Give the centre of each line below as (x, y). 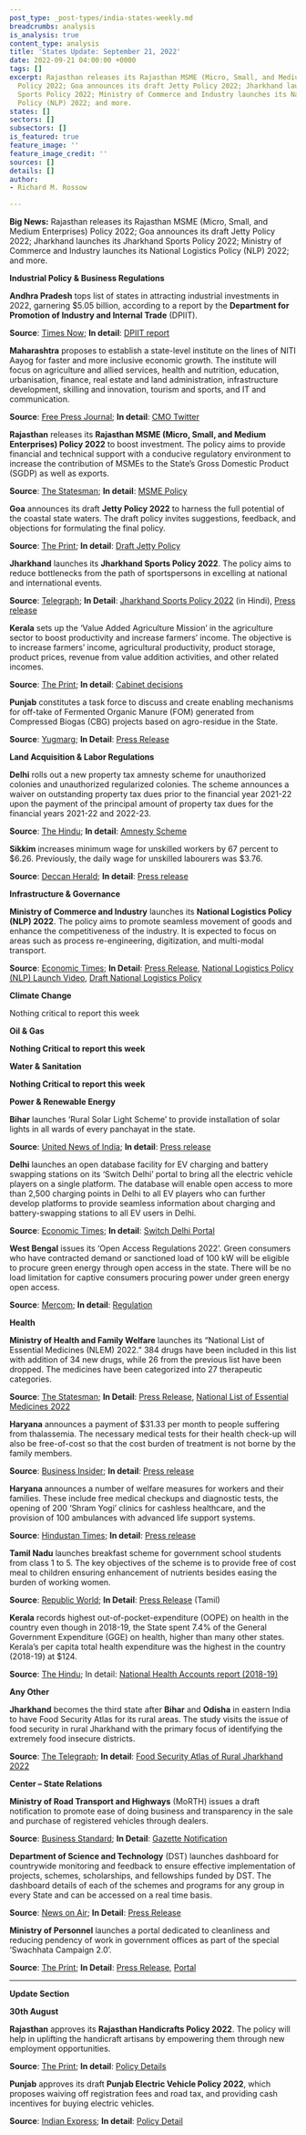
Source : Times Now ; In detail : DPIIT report (90, 333)
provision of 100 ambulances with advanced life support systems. (133, 1518)
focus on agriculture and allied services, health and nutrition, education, (144, 370)
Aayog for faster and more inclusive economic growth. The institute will (143, 361)
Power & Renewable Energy (62, 1102)
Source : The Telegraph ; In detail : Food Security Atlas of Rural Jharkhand (147, 1756)
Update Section (40, 1994)
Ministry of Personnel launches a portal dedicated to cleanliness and (140, 1930)
